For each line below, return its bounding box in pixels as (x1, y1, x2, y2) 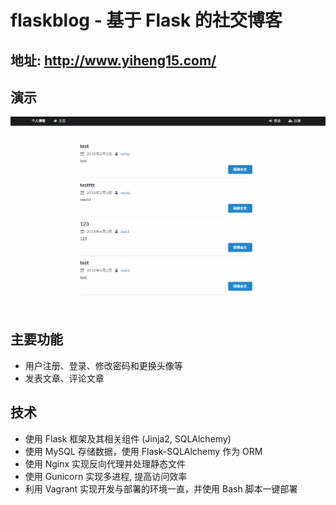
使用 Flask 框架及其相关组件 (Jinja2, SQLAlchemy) (24, 432, 232, 445)
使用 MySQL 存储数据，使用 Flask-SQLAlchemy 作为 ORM (24, 445, 263, 457)
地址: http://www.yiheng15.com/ (10, 52, 217, 69)
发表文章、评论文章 (24, 372, 105, 384)
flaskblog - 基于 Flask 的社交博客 (10, 9, 283, 32)
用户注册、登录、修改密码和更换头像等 (24, 359, 183, 371)
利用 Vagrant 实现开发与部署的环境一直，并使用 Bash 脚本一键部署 (24, 482, 298, 495)
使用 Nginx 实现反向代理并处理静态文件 (24, 457, 187, 470)
